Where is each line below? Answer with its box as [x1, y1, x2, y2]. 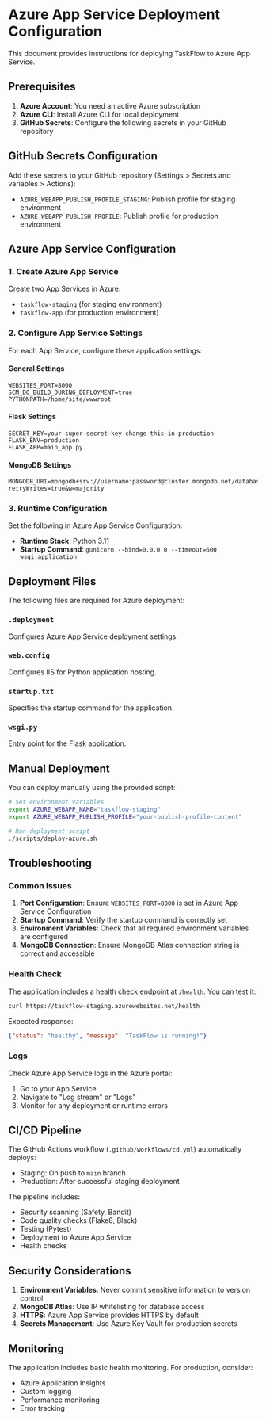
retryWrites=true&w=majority [8, 485, 104, 493]
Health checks [19, 1241, 67, 1251]
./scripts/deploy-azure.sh [8, 835, 97, 842]
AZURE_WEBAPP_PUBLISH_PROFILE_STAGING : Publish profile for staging [19, 194, 236, 204]
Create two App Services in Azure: [8, 284, 121, 294]
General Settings [8, 364, 65, 373]
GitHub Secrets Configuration [8, 149, 158, 163]
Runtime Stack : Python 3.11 [19, 537, 109, 546]
